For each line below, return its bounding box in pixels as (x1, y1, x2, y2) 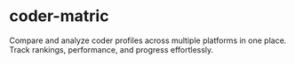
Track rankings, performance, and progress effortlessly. (9, 44, 214, 54)
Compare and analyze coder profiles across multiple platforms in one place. (9, 35, 287, 46)
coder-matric (9, 6, 109, 26)
